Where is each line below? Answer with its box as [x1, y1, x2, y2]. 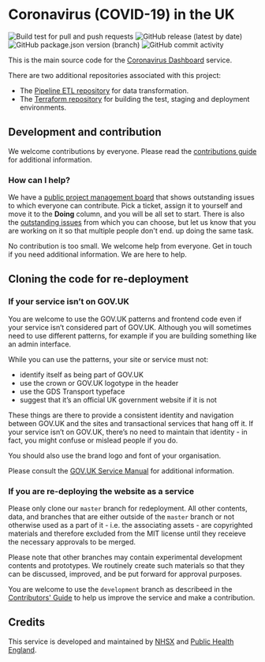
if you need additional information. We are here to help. [8, 250, 188, 260]
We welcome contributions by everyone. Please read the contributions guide [8, 146, 257, 155]
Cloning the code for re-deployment [8, 272, 189, 286]
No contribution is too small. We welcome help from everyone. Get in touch [8, 241, 252, 251]
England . [8, 645, 37, 654]
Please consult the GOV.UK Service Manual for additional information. [8, 466, 235, 475]
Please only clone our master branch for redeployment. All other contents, [8, 503, 248, 514]
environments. [19, 103, 67, 112]
